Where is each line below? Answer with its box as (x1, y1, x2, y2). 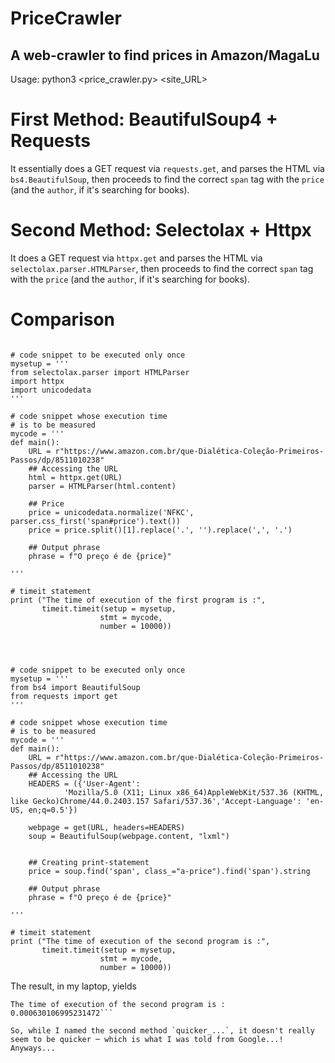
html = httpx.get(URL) (28, 472, 123, 482)
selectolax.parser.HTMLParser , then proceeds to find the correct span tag (10, 262, 314, 274)
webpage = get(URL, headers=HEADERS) (28, 822, 186, 832)
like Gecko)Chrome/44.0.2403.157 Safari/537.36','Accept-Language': (10, 796, 302, 806)
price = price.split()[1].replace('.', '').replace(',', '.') (28, 525, 293, 535)
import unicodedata (10, 385, 92, 395)
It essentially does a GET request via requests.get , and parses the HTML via (10, 162, 325, 174)
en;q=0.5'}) (28, 805, 78, 815)
